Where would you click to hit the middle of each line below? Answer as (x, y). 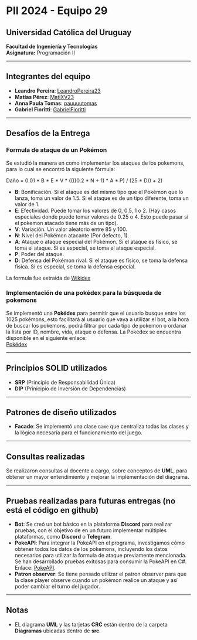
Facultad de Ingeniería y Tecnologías (52, 46)
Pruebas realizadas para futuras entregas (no (91, 501)
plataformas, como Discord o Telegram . (63, 537)
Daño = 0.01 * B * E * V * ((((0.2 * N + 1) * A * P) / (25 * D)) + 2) (84, 181)
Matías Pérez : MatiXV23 (44, 97)
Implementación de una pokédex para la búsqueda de (84, 293)
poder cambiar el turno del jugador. (57, 587)
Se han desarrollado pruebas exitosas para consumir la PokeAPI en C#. (101, 561)
